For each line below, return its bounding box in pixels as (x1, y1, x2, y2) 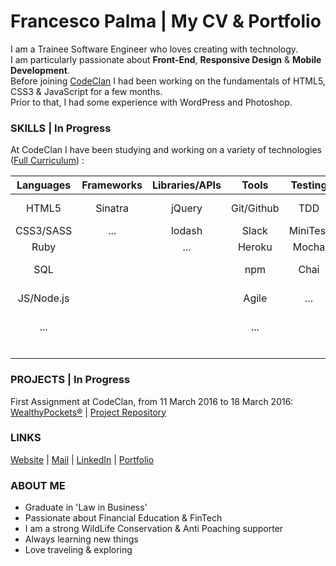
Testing (290, 178, 328, 192)
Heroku (237, 240, 273, 254)
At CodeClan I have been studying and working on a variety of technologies (10, 144, 322, 156)
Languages (16, 178, 72, 192)
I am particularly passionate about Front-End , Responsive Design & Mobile (10, 53, 322, 65)
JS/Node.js (17, 291, 70, 305)
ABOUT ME (10, 478, 66, 492)
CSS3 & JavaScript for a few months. (10, 85, 163, 97)
